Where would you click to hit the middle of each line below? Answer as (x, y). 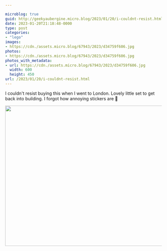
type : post (16, 28)
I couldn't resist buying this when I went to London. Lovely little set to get (80, 93)
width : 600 (21, 70)
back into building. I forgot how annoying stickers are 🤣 (62, 98)
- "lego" (14, 37)
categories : (17, 33)
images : (13, 42)
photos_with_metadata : (29, 60)
